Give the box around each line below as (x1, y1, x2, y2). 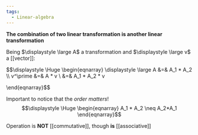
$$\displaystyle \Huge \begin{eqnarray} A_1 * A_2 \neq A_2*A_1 (21, 104, 177, 111)
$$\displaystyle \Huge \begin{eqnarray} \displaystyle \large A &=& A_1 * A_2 (6, 66, 192, 73)
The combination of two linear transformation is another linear (6, 30, 163, 37)
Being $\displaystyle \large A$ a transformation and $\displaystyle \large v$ (6, 48, 191, 55)
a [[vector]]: (6, 54, 35, 62)
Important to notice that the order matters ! (6, 95, 109, 102)
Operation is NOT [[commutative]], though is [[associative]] (6, 122, 151, 129)
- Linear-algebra (11, 14, 54, 20)
